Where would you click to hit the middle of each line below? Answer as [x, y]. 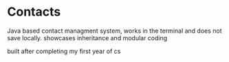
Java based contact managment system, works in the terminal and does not [115, 31]
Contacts [34, 12]
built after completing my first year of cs [64, 51]
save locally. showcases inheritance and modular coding [87, 37]
